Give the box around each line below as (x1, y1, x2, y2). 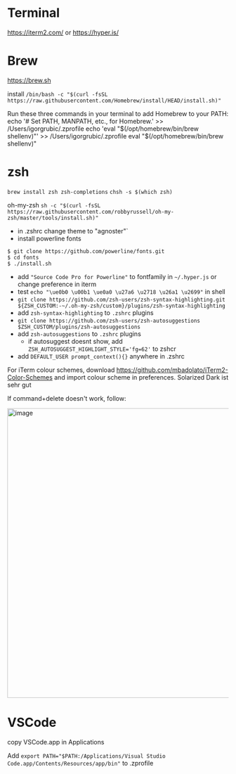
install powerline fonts (17, 234, 82, 243)
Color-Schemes (7, 373, 53, 381)
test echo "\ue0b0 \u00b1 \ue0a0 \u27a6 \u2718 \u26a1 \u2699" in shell (17, 287, 226, 296)
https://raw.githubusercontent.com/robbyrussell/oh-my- (7, 208, 174, 215)
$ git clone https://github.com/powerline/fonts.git (7, 247, 165, 254)
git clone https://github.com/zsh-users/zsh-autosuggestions (17, 317, 201, 324)
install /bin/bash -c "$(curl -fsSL (7, 89, 108, 98)
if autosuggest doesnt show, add (27, 337, 123, 345)
